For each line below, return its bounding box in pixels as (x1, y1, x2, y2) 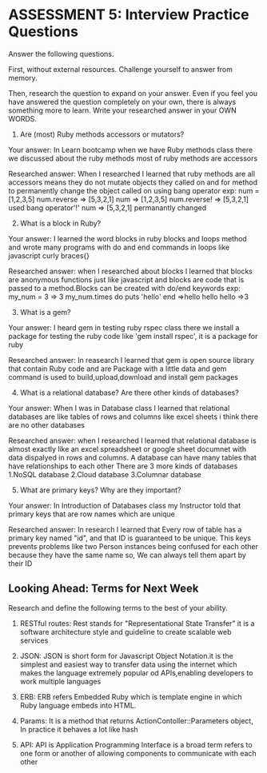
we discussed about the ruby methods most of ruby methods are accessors (8, 153, 258, 163)
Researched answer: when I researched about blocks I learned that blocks (8, 266, 253, 276)
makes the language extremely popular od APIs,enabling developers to (19, 667, 253, 677)
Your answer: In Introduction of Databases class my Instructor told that (8, 500, 241, 510)
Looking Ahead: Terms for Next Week (8, 582, 199, 596)
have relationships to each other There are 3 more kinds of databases (8, 461, 238, 471)
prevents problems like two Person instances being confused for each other (8, 541, 258, 551)
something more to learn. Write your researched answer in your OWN (8, 106, 237, 115)
